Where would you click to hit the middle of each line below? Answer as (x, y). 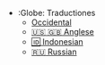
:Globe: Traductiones (57, 13)
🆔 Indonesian (57, 42)
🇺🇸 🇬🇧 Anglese (62, 32)
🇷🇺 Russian (54, 52)
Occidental (51, 22)
